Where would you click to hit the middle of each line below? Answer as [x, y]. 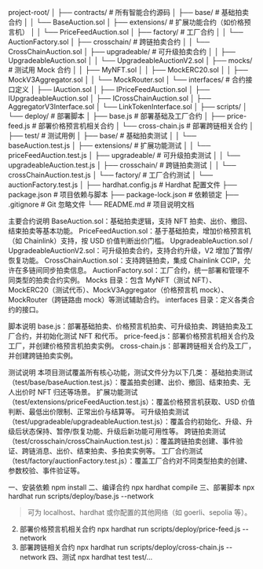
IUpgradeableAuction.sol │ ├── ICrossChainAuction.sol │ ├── [110, 98]
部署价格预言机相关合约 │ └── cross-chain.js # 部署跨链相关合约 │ [146, 126]
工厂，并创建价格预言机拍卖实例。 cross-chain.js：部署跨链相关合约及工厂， [132, 346]
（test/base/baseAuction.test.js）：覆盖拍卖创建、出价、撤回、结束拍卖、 [126, 382]
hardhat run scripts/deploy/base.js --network [81, 496]
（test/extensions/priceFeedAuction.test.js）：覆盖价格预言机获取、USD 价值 [131, 402]
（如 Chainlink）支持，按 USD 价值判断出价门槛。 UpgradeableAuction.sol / [130, 240]
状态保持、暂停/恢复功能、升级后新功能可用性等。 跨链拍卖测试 [124, 431]
